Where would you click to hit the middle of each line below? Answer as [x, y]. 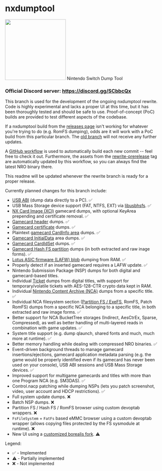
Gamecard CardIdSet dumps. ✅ [43, 244]
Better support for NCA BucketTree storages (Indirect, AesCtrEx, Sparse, [85, 318]
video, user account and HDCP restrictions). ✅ [58, 391]
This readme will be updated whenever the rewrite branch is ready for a [77, 176]
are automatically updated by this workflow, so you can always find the [76, 162]
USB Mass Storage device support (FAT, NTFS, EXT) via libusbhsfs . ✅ [82, 206]
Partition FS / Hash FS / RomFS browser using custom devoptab [76, 408]
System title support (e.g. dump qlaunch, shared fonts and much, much [83, 334]
